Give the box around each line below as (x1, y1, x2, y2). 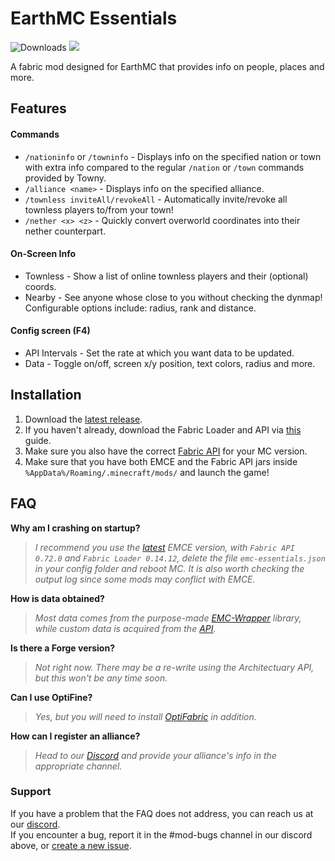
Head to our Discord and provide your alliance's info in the (34, 749, 277, 761)
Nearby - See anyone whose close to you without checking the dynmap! (24, 291, 323, 303)
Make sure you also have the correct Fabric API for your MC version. (24, 445, 308, 457)
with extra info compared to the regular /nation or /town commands (24, 161, 305, 173)
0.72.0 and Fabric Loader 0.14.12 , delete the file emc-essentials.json (34, 552, 326, 564)
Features (10, 100, 67, 117)
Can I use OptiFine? (10, 691, 93, 703)
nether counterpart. (24, 225, 107, 237)
